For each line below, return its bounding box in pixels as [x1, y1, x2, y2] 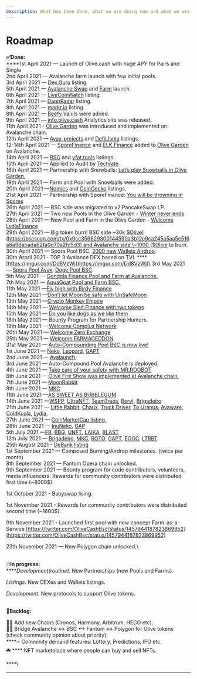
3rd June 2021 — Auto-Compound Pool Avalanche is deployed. [6, 360, 159, 367]
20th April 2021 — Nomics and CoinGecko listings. [6, 185, 127, 192]
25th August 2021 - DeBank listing [6, 441, 89, 448]
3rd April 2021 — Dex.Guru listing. [6, 79, 88, 86]
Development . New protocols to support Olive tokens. [6, 590, 136, 597]
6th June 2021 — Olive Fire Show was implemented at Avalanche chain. [6, 372, 179, 379]
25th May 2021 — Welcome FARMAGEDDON [6, 335, 114, 342]
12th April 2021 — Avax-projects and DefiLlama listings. [6, 135, 140, 142]
